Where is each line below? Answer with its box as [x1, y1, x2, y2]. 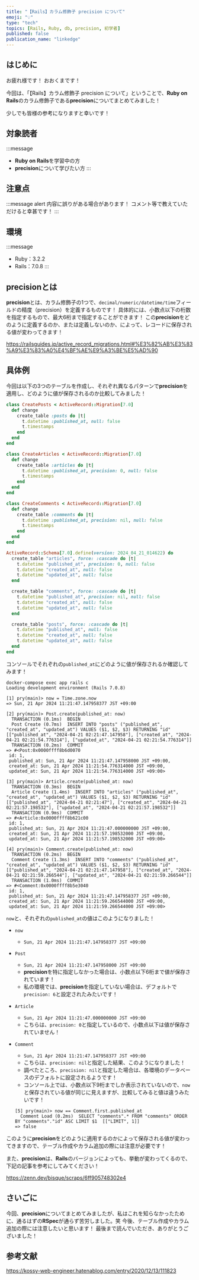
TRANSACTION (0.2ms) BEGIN [11, 851, 81, 857]
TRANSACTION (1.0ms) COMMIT [11, 877, 84, 883]
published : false [6, 31, 49, 37]
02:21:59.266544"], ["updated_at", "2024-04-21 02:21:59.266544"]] [21, 872, 192, 878]
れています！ [23, 975, 55, 983]
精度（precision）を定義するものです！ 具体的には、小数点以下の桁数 [21, 306, 191, 313]
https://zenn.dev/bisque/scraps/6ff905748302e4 [6, 1174, 126, 1181]
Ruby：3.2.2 [14, 255, 46, 262]
